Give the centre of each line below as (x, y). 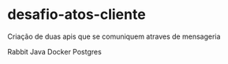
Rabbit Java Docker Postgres (54, 51)
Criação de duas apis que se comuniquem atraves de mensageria (114, 36)
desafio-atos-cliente (77, 15)
